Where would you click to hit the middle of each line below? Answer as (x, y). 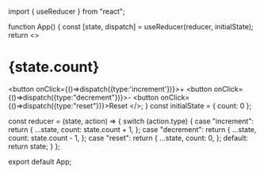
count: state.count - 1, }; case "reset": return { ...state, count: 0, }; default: (128, 138)
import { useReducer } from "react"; (67, 11)
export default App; (40, 161)
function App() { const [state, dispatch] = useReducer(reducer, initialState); (131, 26)
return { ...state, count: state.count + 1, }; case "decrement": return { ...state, (132, 129)
